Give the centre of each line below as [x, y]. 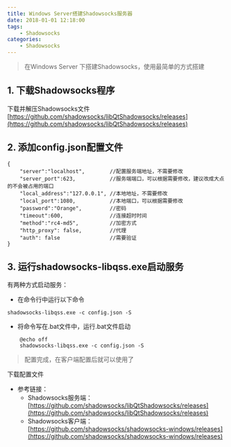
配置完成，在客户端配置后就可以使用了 [79, 359]
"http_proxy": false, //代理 [73, 230]
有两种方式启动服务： [37, 285]
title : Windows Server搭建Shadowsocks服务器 [70, 14]
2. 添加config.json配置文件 [65, 148]
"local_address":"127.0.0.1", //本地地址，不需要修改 [94, 193]
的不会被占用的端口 [31, 186]
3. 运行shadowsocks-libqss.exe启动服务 [95, 267]
